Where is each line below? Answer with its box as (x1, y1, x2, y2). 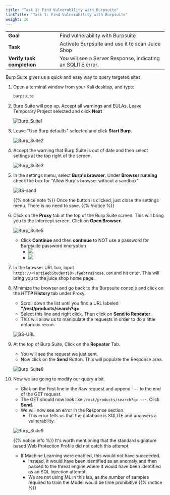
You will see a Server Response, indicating (59, 55, 160, 62)
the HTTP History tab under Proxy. (13, 290, 86, 296)
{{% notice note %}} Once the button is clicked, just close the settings (13, 197, 159, 204)
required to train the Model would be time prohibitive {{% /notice (28, 479, 163, 485)
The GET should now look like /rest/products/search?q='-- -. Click (20, 397, 160, 403)
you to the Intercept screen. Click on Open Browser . (13, 218, 122, 224)
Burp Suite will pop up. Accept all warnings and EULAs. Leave (13, 103, 142, 109)
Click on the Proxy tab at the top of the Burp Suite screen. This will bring (13, 213, 164, 219)
